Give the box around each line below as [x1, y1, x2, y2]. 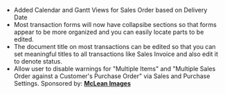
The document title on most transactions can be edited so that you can [13, 43, 216, 50]
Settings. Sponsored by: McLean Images [13, 79, 132, 87]
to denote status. [13, 57, 62, 65]
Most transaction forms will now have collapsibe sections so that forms [13, 21, 217, 28]
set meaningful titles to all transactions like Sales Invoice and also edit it [13, 50, 219, 58]
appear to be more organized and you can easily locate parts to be [13, 28, 204, 36]
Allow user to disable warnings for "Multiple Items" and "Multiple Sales [13, 65, 216, 73]
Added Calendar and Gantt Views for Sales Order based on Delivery [13, 6, 208, 14]
